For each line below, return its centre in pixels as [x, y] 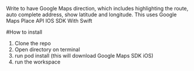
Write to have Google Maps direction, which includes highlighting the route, [97, 8]
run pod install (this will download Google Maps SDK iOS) [84, 56]
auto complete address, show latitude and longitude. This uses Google [91, 15]
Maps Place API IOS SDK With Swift [49, 21]
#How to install [24, 32]
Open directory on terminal [47, 49]
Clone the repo [33, 43]
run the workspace [37, 62]
